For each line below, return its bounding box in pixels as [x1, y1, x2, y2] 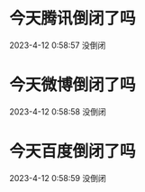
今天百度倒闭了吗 [9, 142, 137, 162]
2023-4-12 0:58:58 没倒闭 [9, 105, 106, 117]
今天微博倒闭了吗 [9, 75, 137, 96]
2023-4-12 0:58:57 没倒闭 [9, 40, 106, 50]
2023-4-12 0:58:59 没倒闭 [9, 172, 106, 183]
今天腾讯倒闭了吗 [9, 8, 137, 29]
